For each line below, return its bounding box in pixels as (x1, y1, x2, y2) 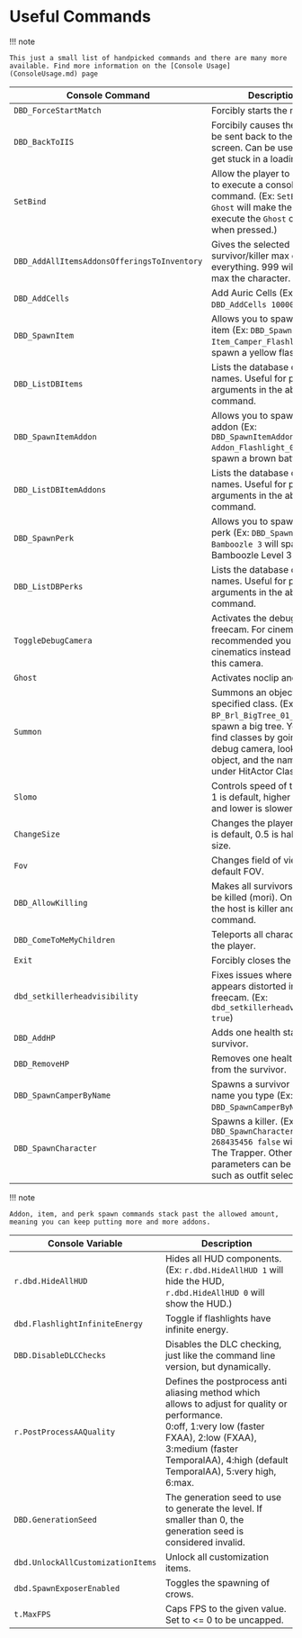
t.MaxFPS (13, 1609, 51, 1619)
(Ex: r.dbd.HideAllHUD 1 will (164, 1263, 284, 1276)
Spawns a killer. (210, 1115, 279, 1127)
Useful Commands (9, 6, 151, 27)
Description (200, 1236, 253, 1249)
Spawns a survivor (210, 1078, 290, 1090)
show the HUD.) (164, 1297, 233, 1309)
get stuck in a (210, 152, 269, 165)
